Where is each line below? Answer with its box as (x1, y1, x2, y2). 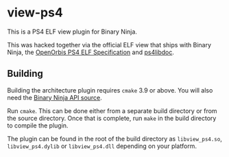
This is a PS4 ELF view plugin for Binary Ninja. (7, 27, 137, 36)
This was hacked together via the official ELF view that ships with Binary (7, 40, 211, 49)
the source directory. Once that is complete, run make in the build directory (7, 114, 217, 122)
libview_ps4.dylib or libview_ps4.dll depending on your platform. (7, 142, 197, 150)
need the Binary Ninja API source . (7, 93, 103, 101)
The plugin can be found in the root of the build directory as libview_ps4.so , (7, 134, 223, 143)
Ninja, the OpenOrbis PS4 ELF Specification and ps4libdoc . (7, 48, 175, 56)
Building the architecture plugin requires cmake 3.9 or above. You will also (7, 86, 213, 94)
